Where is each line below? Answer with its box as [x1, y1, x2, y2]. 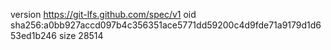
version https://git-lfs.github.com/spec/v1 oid [10, 9, 197, 20]
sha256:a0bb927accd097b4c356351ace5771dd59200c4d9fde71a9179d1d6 [10, 19, 322, 31]
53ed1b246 [10, 30, 57, 41]
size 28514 [58, 30, 104, 41]
